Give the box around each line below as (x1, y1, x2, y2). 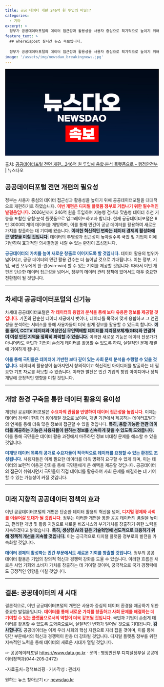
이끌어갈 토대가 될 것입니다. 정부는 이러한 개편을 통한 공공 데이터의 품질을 (10, 515, 149, 521)
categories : (5, 13, 29, 18)
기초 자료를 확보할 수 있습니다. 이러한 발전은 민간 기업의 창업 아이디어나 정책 (14, 368, 159, 375)
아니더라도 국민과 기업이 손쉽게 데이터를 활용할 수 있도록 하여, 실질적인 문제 (5, 340, 148, 346)
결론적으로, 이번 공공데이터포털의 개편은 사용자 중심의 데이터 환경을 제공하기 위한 (5, 603, 159, 609)
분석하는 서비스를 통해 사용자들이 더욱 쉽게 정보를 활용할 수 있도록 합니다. (14, 321, 154, 327)
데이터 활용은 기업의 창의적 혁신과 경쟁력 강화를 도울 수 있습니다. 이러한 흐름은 (5, 556, 154, 562)
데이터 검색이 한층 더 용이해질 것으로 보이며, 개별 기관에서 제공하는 (5, 415, 131, 421)
